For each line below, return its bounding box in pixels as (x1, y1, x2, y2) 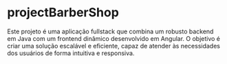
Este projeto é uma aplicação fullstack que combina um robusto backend (7, 27, 214, 35)
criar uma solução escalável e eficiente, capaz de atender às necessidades (7, 42, 220, 50)
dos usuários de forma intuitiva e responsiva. (7, 49, 135, 57)
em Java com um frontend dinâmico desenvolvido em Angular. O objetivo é (7, 34, 220, 42)
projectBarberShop (7, 5, 119, 20)
